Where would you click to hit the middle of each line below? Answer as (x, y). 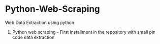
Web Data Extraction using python (40, 22)
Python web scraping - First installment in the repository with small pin (84, 32)
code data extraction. (34, 37)
